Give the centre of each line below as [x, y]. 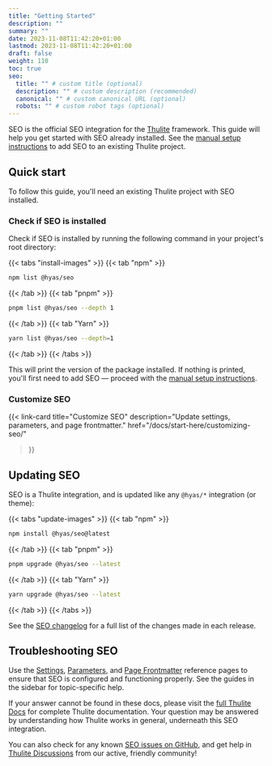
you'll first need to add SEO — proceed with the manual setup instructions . [133, 378]
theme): [21, 503]
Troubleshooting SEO [64, 651]
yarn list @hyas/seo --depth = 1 [61, 338]
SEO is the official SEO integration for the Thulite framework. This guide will [134, 130]
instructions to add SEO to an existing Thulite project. [97, 147]
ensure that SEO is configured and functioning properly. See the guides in [132, 679]
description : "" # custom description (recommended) [106, 91]
